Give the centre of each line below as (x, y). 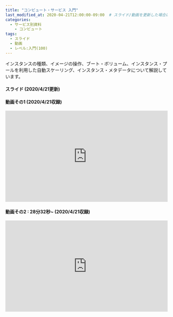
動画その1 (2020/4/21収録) (34, 102)
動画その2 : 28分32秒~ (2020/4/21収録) (48, 212)
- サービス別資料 (26, 24)
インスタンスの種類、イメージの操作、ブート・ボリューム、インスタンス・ (84, 63)
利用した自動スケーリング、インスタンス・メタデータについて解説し (91, 70)
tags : (11, 34)
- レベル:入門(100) (29, 48)
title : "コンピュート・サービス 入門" (42, 10)
